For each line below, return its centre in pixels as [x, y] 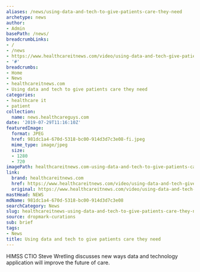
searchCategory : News [33, 206]
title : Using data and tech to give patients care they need [84, 239]
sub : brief [20, 222]
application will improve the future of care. [58, 262]
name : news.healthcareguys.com [50, 117]
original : [24, 189]
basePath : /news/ [28, 34]
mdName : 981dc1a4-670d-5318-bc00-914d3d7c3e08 [65, 200]
